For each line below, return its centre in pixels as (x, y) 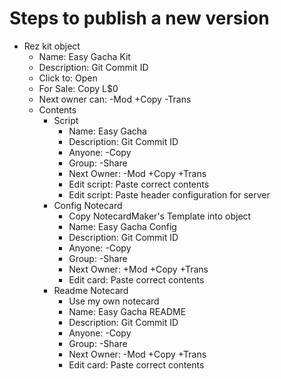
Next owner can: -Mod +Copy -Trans (115, 99)
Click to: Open (68, 78)
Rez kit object (52, 46)
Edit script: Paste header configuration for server (169, 194)
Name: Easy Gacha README (127, 311)
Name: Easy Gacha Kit (84, 56)
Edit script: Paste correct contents (139, 184)
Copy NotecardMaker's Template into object (160, 216)
